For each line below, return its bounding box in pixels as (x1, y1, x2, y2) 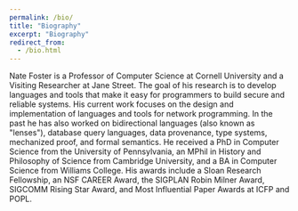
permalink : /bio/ (9, 12, 74, 22)
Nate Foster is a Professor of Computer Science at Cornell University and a (9, 70, 285, 81)
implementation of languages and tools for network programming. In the (9, 109, 273, 119)
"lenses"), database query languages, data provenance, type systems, (9, 127, 268, 138)
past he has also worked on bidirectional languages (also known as (9, 118, 255, 129)
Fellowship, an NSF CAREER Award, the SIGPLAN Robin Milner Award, (9, 174, 265, 185)
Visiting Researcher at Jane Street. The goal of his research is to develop (9, 80, 278, 91)
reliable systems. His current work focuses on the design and (9, 99, 234, 110)
